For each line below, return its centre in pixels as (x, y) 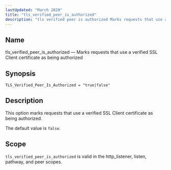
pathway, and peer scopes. (34, 162)
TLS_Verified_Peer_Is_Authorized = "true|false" (58, 85)
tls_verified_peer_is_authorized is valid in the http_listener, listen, (76, 156)
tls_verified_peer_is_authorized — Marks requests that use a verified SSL (81, 52)
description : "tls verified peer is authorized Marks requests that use (84, 19)
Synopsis (20, 73)
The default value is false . (33, 128)
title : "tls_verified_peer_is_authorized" (51, 15)
